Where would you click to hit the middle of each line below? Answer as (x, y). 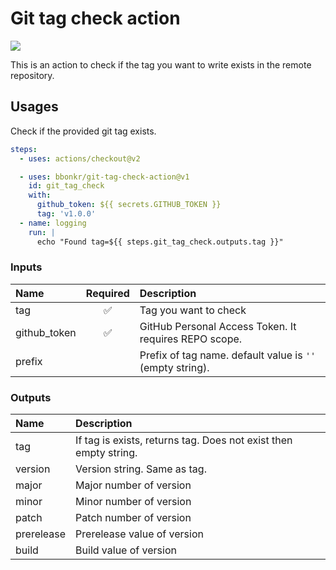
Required (107, 293)
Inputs (26, 267)
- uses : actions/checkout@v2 (80, 158)
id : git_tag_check (66, 186)
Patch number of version (133, 518)
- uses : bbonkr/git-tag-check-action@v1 (104, 177)
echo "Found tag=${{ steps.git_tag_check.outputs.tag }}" (160, 242)
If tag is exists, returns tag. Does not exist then (184, 440)
